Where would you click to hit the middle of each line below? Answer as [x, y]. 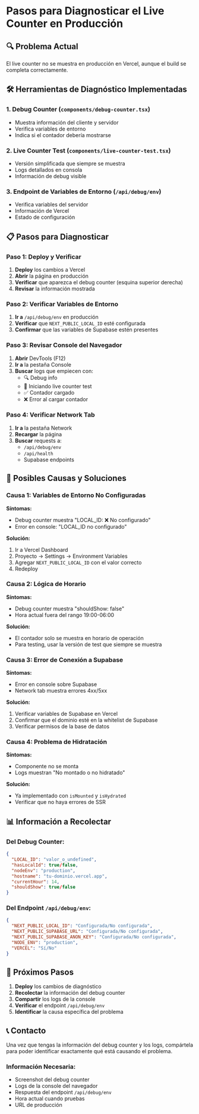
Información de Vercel [42, 211]
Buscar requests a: [38, 440]
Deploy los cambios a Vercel [50, 269]
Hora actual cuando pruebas [50, 1099]
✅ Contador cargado [49, 392]
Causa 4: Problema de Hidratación [57, 742]
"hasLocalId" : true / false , [45, 865]
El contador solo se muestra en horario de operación [79, 638]
